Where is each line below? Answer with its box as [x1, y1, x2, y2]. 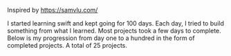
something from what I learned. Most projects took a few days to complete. [7, 27, 221, 35]
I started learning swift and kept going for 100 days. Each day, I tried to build [7, 19, 225, 27]
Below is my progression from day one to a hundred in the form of [7, 34, 195, 42]
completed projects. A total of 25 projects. [7, 41, 128, 49]
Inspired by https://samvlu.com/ [7, 6, 98, 14]
